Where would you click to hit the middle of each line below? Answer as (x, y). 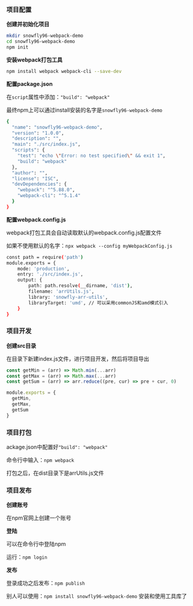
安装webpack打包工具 (35, 59)
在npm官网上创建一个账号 (39, 518)
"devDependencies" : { (40, 184)
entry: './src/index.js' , (51, 274)
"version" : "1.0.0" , (38, 133)
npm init (17, 47)
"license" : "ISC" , (36, 178)
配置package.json (30, 83)
